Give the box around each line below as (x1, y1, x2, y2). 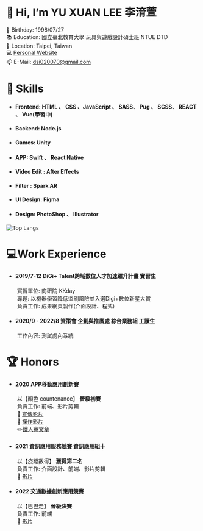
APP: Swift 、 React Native (15, 154, 84, 161)
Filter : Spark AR (15, 182, 58, 189)
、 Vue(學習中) (15, 110, 53, 118)
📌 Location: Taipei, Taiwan (6, 42, 73, 49)
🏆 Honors (6, 355, 59, 369)
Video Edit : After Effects (15, 168, 79, 176)
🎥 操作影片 (17, 418, 44, 426)
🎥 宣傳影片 (17, 410, 44, 418)
